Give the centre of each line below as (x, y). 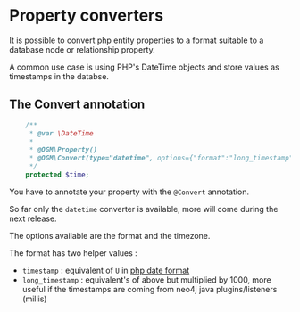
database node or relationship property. (82, 49)
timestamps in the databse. (59, 76)
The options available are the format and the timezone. (110, 235)
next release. (33, 218)
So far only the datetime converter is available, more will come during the (144, 209)
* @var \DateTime (61, 133)
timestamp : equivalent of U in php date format (106, 270)
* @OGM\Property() (63, 150)
